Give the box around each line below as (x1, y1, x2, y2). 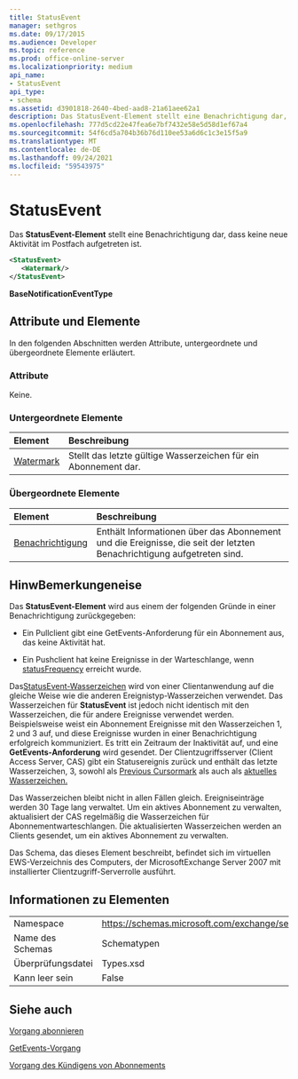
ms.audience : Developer (9, 37, 98, 47)
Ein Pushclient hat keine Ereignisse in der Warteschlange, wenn (21, 655, 255, 665)
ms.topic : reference (9, 46, 86, 55)
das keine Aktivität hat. (21, 637, 106, 648)
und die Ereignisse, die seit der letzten (96, 536, 255, 549)
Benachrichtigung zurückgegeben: (9, 610, 136, 622)
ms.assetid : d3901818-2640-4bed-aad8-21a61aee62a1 (9, 104, 200, 113)
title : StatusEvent (9, 12, 82, 22)
